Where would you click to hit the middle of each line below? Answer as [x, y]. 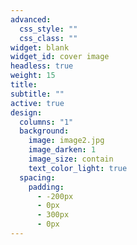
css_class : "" [48, 38]
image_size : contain [71, 159]
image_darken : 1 [62, 150]
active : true [37, 103]
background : [44, 131]
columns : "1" [46, 122]
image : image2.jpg [66, 141]
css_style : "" [48, 29]
